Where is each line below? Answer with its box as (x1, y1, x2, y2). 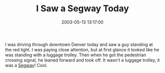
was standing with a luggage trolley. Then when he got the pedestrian (5, 52, 146, 58)
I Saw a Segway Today (36, 3, 129, 14)
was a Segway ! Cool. (5, 62, 48, 68)
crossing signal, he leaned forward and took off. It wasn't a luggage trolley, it (5, 57, 160, 63)
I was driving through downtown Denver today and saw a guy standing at (5, 41, 153, 47)
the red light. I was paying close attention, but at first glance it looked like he (5, 47, 160, 52)
